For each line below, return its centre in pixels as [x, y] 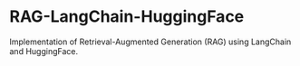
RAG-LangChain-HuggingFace [127, 17]
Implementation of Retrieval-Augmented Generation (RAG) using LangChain [150, 42]
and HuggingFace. [44, 51]
